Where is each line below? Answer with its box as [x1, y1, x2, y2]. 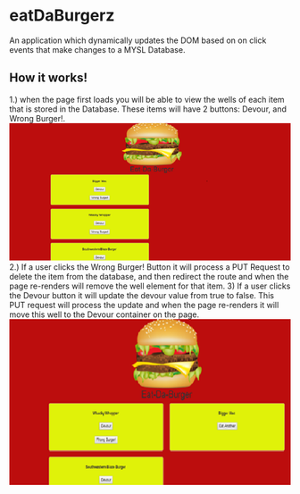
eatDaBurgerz [9, 5, 115, 26]
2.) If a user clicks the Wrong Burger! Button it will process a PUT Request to [9, 262, 290, 272]
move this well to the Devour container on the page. [9, 309, 200, 320]
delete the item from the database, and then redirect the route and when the [9, 272, 289, 282]
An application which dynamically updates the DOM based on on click [9, 35, 267, 46]
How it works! [9, 71, 87, 86]
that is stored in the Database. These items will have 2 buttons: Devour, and [9, 104, 287, 114]
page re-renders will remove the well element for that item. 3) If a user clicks [9, 280, 291, 291]
